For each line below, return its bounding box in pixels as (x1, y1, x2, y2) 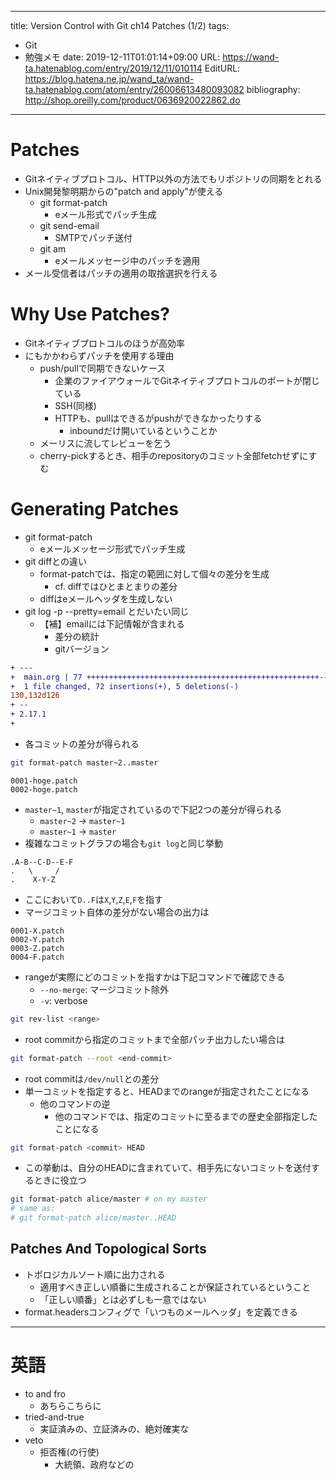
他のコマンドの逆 (39, 1097, 111, 1110)
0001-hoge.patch (10, 776, 78, 786)
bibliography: (246, 84, 301, 95)
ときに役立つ (33, 1174, 87, 1186)
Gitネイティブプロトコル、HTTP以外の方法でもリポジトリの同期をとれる (24, 172, 323, 185)
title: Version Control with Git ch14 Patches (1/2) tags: (10, 20, 230, 31)
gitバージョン (54, 642, 110, 655)
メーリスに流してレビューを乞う (39, 437, 172, 449)
